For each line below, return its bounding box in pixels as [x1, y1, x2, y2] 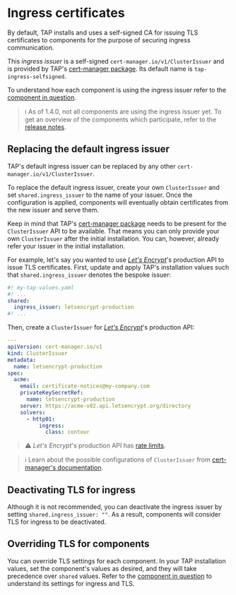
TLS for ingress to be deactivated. [7, 517, 107, 527]
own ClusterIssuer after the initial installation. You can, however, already [7, 234, 220, 243]
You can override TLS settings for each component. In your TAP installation [7, 556, 226, 565]
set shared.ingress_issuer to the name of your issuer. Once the [7, 191, 193, 199]
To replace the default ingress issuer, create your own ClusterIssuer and [7, 183, 220, 191]
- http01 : [25, 415, 55, 423]
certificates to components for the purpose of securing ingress [7, 35, 191, 44]
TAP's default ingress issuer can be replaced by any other [7, 162, 177, 170]
